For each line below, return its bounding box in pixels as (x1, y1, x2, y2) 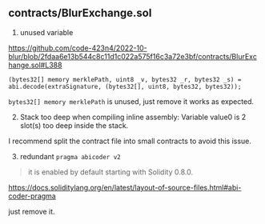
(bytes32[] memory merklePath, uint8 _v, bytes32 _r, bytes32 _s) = (8, 75, 242, 83)
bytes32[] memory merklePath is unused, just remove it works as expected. (8, 96, 255, 106)
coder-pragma (8, 191, 56, 201)
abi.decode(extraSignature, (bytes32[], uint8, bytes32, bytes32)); (8, 82, 242, 90)
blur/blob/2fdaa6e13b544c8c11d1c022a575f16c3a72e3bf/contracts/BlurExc (8, 51, 258, 61)
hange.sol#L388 (8, 60, 62, 70)
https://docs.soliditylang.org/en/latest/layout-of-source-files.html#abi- (8, 182, 242, 192)
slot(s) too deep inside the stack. (19, 120, 129, 130)
